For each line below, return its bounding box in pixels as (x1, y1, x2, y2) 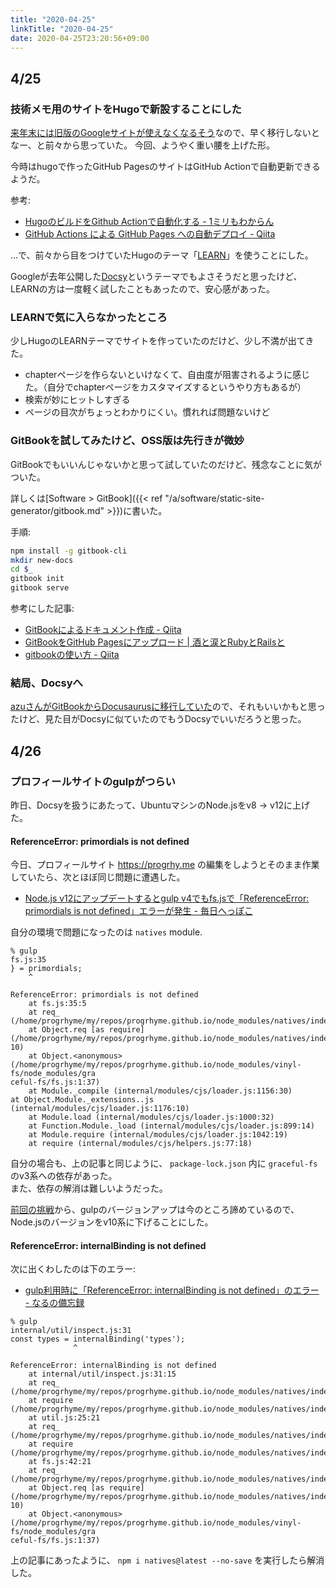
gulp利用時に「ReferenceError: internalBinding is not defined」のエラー (24, 1284, 320, 1296)
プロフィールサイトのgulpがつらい (10, 774, 176, 788)
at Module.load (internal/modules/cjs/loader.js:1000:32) (28, 1112, 275, 1123)
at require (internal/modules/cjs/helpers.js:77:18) (28, 1139, 253, 1149)
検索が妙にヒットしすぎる (24, 394, 131, 406)
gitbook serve (10, 583, 70, 593)
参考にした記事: (10, 602, 75, 615)
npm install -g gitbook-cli (10, 546, 128, 556)
